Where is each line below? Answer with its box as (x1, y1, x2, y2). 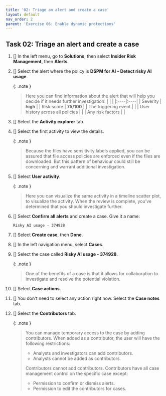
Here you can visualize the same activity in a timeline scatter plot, (25, 193, 161, 199)
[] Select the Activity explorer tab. (13, 119, 85, 125)
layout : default (6, 12, 40, 17)
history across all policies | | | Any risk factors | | (25, 109, 125, 115)
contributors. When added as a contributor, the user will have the (25, 335, 160, 341)
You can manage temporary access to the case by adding (25, 330, 145, 336)
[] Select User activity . (13, 173, 61, 179)
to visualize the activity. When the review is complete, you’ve (25, 199, 152, 205)
